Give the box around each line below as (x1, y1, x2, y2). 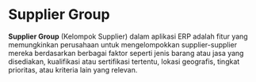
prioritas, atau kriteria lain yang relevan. (8, 65, 138, 74)
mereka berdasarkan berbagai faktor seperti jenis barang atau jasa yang (8, 48, 244, 58)
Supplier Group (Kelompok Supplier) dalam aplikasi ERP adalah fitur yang (8, 32, 248, 41)
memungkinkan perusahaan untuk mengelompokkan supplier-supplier (8, 39, 238, 49)
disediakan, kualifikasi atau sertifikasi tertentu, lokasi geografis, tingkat (8, 57, 240, 66)
